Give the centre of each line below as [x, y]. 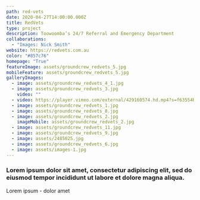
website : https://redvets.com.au [48, 50]
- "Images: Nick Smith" [41, 45]
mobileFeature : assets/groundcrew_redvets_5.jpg [68, 72]
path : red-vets [25, 12]
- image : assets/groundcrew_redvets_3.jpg [65, 89]
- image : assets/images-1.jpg [49, 150]
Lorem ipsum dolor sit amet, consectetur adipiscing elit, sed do [99, 170]
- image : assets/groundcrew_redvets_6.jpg [65, 144]
